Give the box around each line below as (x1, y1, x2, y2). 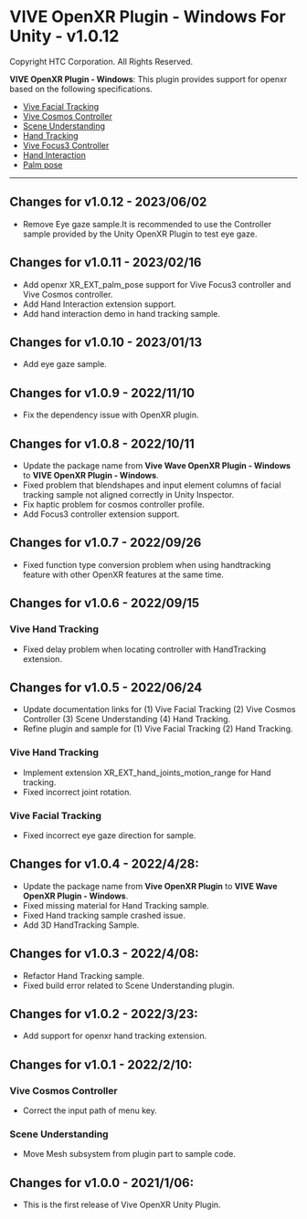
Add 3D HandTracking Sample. (22, 920, 140, 930)
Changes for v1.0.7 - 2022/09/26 (9, 535, 202, 551)
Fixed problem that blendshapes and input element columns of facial (22, 479, 281, 490)
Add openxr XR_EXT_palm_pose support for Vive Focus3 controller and (22, 278, 291, 289)
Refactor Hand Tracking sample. (22, 970, 144, 981)
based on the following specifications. (9, 83, 153, 94)
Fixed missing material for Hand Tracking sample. (22, 899, 210, 910)
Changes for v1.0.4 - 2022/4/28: (9, 856, 199, 872)
